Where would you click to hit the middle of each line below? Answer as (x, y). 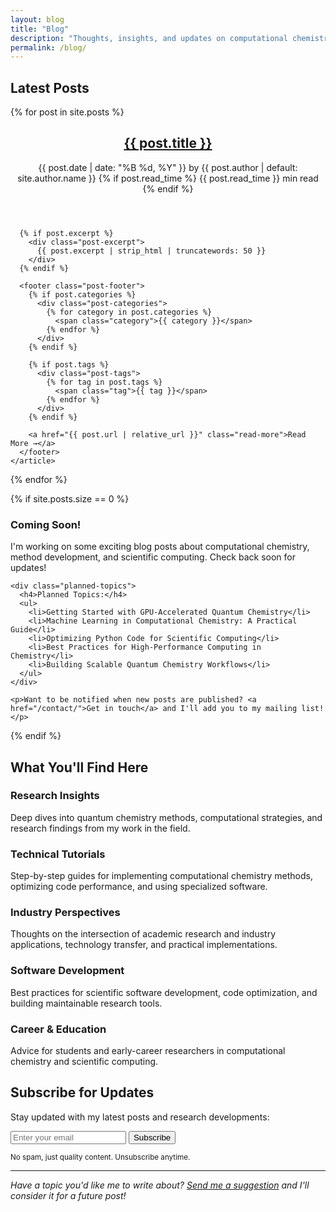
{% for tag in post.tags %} (104, 382)
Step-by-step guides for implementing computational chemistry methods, (161, 876)
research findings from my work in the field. (100, 828)
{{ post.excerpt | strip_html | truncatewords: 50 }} (151, 251)
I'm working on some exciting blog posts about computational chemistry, (160, 547)
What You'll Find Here (79, 767)
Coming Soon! (46, 524)
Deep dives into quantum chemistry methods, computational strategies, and (166, 817)
